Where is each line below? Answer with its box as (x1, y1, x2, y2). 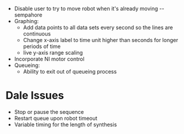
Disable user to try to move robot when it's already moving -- (14, 5, 164, 12)
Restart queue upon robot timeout (14, 114, 98, 122)
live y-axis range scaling (23, 49, 83, 56)
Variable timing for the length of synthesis (14, 121, 117, 128)
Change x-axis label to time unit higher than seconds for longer (23, 37, 179, 43)
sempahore (14, 11, 43, 18)
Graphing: (14, 18, 39, 24)
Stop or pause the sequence (14, 108, 85, 115)
